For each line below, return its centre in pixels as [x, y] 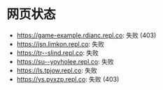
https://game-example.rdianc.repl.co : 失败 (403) [86, 35]
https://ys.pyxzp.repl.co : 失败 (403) [68, 79]
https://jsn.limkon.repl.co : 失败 [61, 44]
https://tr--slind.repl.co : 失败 [58, 53]
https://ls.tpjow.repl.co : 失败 [57, 70]
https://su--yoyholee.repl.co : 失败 [65, 61]
